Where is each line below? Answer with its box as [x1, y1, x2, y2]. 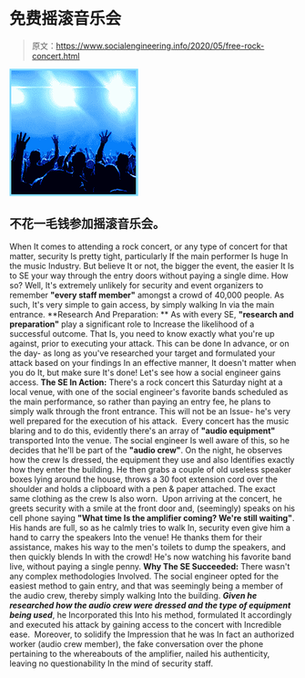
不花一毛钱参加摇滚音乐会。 [9, 216, 166, 232]
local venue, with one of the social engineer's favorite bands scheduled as [9, 386, 289, 397]
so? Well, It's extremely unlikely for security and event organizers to [9, 279, 264, 290]
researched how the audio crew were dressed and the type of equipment [9, 600, 291, 610]
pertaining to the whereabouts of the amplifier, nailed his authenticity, [9, 648, 270, 659]
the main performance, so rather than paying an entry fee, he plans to [9, 396, 271, 407]
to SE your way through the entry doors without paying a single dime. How [9, 270, 289, 281]
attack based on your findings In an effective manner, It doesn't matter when [9, 357, 297, 368]
